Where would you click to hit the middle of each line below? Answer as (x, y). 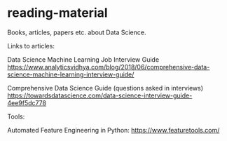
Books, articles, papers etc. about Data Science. (77, 32)
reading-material (57, 13)
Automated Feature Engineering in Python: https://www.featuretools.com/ (113, 130)
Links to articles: (31, 46)
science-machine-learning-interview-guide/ (71, 74)
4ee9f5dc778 (27, 102)
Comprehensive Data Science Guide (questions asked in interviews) (105, 88)
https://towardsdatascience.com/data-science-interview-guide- (100, 95)
